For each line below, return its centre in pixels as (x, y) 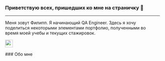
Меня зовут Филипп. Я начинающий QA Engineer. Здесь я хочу (71, 23)
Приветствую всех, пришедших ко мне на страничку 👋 (74, 8)
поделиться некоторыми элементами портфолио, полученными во (76, 28)
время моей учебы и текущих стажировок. (50, 33)
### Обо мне (19, 54)
